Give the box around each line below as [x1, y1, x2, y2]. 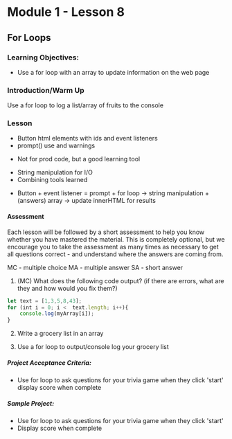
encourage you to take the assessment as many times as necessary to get [7, 242, 220, 251]
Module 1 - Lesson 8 [7, 4, 125, 20]
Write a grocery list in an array [17, 330, 104, 338]
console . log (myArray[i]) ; [19, 310, 95, 317]
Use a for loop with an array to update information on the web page [17, 68, 210, 76]
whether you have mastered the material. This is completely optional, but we [7, 235, 225, 243]
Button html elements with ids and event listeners [17, 134, 158, 143]
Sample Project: [7, 399, 55, 407]
